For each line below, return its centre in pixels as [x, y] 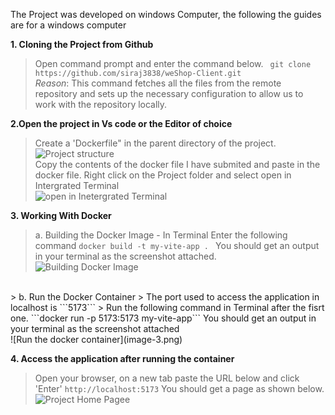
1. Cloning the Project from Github [82, 44]
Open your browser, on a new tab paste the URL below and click [167, 378]
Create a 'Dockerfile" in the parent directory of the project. [155, 143]
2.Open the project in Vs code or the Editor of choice [121, 123]
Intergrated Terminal [77, 185]
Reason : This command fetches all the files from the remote [158, 83]
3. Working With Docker [61, 215]
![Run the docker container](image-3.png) [96, 339]
